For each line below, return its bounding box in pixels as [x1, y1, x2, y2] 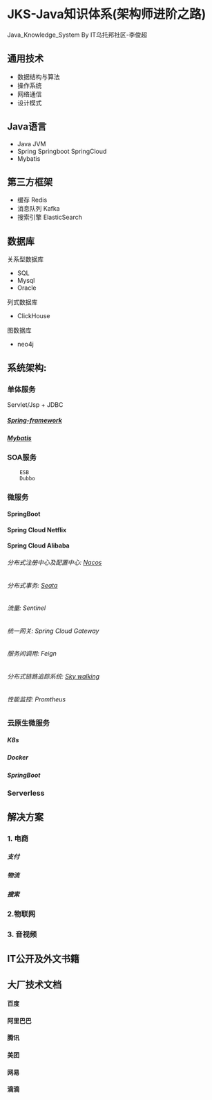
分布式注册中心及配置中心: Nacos [7, 558, 102, 566]
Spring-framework [7, 417, 62, 425]
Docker [7, 753, 29, 762]
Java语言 [7, 121, 47, 132]
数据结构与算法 [17, 72, 60, 80]
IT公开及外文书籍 [7, 953, 79, 965]
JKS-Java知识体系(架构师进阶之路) [7, 6, 206, 22]
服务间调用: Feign [7, 649, 57, 658]
